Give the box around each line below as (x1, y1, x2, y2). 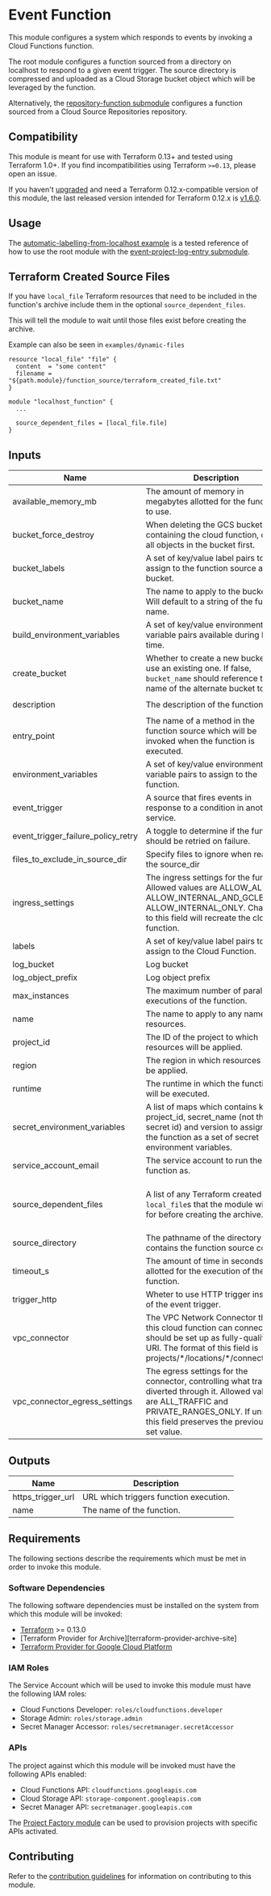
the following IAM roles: (8, 1689, 87, 1699)
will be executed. (145, 1088, 210, 1100)
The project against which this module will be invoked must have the (8, 1760, 236, 1770)
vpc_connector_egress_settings (12, 1396, 133, 1408)
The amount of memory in (145, 486, 244, 497)
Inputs (8, 448, 42, 462)
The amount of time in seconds (145, 1256, 264, 1267)
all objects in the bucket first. (145, 539, 256, 551)
